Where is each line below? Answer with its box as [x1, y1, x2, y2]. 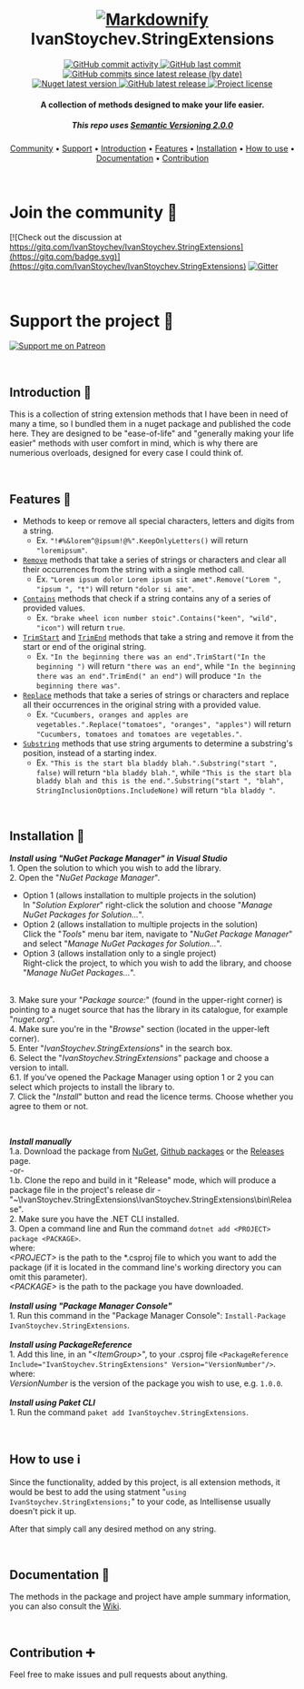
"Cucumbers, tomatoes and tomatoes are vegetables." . [35, 728, 242, 739]
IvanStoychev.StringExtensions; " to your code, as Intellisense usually [9, 1496, 271, 1507]
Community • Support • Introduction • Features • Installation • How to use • [10, 143, 295, 154]
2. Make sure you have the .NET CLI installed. [9, 1213, 180, 1224]
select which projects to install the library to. [9, 1081, 175, 1092]
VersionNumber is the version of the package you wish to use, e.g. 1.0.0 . [9, 1378, 283, 1389]
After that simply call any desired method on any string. [9, 1523, 217, 1534]
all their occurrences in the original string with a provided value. [22, 700, 261, 710]
